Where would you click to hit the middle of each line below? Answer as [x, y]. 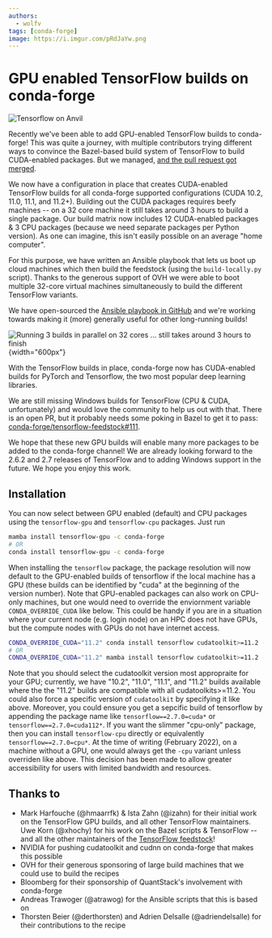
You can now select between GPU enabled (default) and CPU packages [128, 513]
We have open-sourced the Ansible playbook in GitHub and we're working [132, 311]
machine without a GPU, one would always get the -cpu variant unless [125, 751]
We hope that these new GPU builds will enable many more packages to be [134, 442]
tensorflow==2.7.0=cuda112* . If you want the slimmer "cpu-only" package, [132, 725]
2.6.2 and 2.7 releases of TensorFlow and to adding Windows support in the [135, 460]
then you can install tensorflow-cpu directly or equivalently [106, 734]
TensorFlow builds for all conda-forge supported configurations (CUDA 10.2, [136, 193]
